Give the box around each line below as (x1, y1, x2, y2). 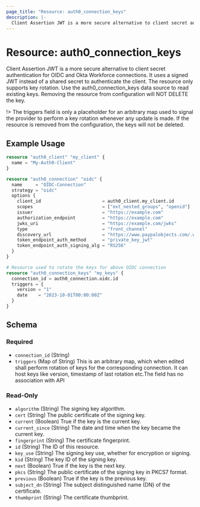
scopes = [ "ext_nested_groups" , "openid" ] (17, 204, 190, 210)
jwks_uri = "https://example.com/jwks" (17, 220, 177, 227)
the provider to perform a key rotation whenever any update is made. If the (6, 115, 189, 122)
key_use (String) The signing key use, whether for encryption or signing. (14, 449, 192, 456)
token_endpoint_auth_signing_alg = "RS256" (17, 243, 127, 249)
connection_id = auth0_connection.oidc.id (11, 276, 118, 282)
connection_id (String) (14, 351, 70, 358)
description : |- (6, 14, 46, 20)
